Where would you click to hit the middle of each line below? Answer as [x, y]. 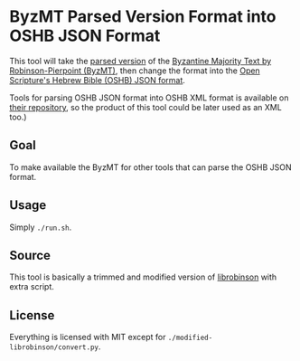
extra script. [32, 287]
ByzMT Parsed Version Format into [143, 17]
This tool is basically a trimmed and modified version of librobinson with [143, 277]
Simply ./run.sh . [41, 227]
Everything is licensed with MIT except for [88, 337]
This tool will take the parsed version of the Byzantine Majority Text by [141, 61]
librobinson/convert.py [54, 347]
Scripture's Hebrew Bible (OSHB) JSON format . [97, 80]
